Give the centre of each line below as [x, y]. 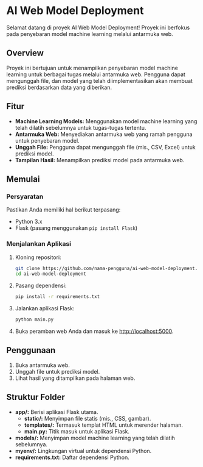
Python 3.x [29, 222]
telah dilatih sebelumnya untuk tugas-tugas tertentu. [81, 127]
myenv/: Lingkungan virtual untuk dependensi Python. [83, 451]
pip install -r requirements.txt [57, 297]
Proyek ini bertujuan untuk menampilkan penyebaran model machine [92, 68]
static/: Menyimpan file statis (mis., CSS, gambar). [88, 418]
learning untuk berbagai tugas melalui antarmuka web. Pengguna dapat [96, 74]
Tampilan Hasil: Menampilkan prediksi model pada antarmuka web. [100, 160]
